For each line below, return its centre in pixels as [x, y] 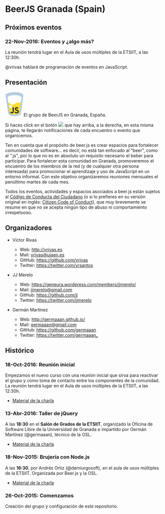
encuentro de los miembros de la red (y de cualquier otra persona [72, 166]
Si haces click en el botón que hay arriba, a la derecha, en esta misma [80, 125]
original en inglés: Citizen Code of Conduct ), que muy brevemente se [76, 202]
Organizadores [29, 228]
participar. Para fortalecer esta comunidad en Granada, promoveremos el [80, 161]
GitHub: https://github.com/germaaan [58, 330]
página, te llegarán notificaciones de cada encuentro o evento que [73, 130]
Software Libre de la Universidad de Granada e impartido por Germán [76, 429]
